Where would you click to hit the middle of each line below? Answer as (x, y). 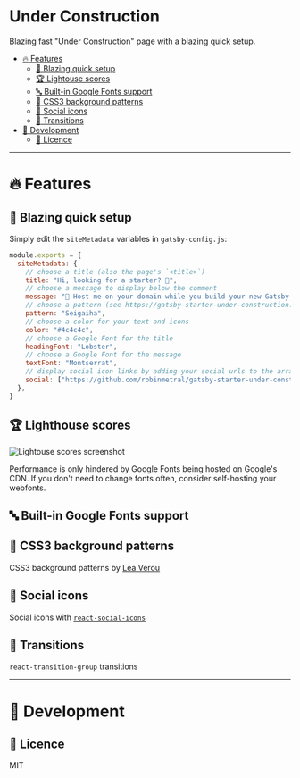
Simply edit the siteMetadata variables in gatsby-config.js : (118, 238)
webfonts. (28, 488)
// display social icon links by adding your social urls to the (150, 372)
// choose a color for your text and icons (108, 322)
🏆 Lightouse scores (73, 79)
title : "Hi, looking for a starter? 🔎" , (101, 280)
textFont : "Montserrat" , (71, 364)
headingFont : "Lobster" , (71, 347)
